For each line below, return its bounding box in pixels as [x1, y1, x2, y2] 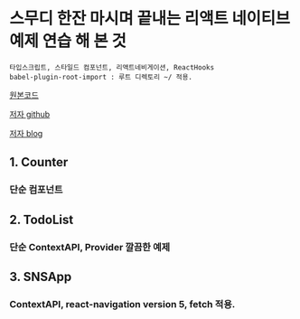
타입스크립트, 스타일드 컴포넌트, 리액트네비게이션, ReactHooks [9, 62, 215, 72]
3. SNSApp [9, 268, 72, 285]
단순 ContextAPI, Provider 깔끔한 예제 [9, 240, 171, 253]
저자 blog [9, 127, 43, 138]
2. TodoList [9, 211, 74, 227]
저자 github [9, 108, 51, 119]
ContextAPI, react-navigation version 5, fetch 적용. [9, 297, 236, 310]
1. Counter [9, 155, 69, 170]
